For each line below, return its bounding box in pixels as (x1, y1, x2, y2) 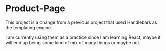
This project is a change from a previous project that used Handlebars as (5, 19, 157, 25)
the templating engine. (5, 24, 52, 30)
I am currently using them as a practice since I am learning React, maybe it (5, 34, 161, 40)
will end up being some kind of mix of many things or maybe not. (5, 39, 141, 45)
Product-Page (5, 3, 65, 14)
